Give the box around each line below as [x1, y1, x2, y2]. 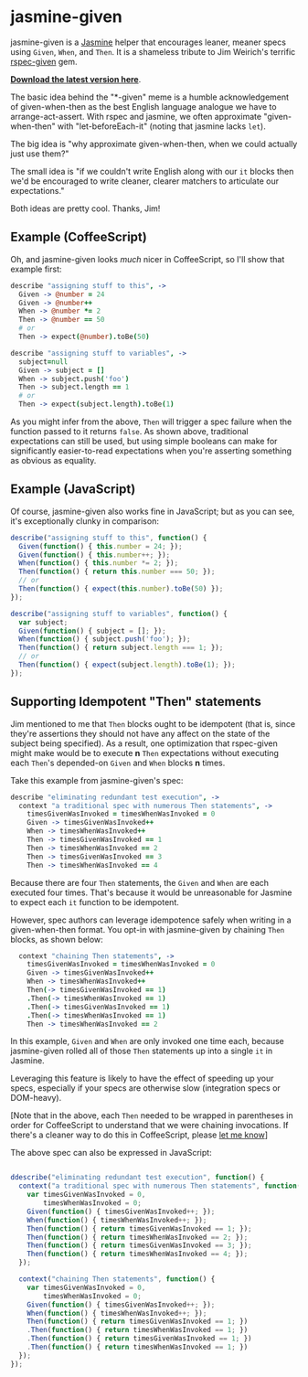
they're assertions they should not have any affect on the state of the [10, 728, 271, 739]
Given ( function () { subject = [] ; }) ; [18, 626, 167, 635]
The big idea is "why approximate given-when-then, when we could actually [10, 138, 298, 149]
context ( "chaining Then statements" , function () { [18, 1275, 216, 1284]
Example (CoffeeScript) [10, 229, 147, 245]
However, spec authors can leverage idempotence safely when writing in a [10, 914, 292, 925]
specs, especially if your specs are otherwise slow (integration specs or [10, 1083, 281, 1094]
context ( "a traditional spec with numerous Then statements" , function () [18, 1181, 305, 1190]
